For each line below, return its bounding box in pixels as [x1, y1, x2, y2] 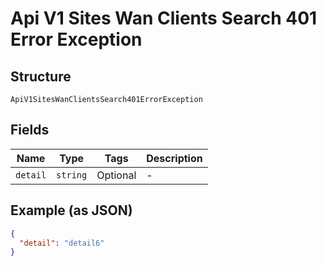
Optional [96, 168, 137, 182]
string [56, 169, 88, 181]
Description [146, 151, 203, 165]
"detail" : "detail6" [19, 238, 105, 248]
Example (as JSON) [10, 202, 133, 219]
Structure [10, 68, 72, 85]
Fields [10, 122, 50, 139]
